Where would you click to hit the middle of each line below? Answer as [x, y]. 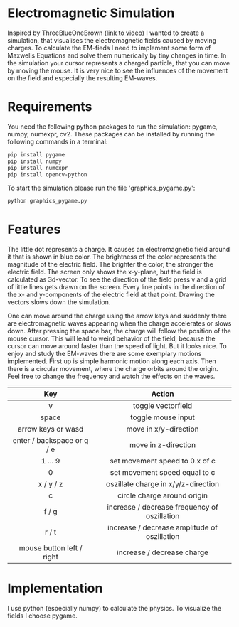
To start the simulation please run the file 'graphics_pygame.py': [101, 188]
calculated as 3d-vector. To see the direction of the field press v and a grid [117, 279]
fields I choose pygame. [43, 616]
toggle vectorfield [163, 406]
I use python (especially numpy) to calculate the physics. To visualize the [115, 609]
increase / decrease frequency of [162, 508]
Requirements [50, 107]
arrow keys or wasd [51, 429]
